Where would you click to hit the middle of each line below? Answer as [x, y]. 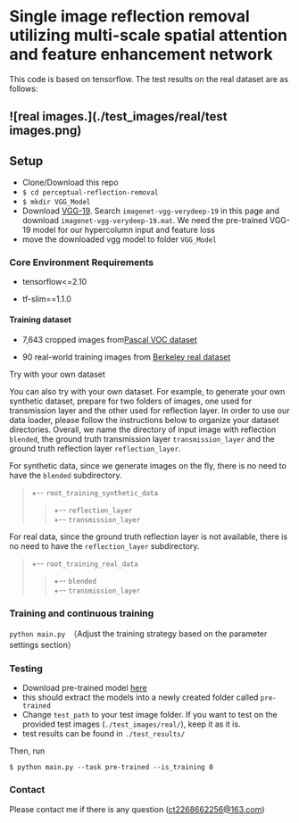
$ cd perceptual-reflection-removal [90, 193]
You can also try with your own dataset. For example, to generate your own [147, 391]
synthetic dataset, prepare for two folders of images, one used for [131, 401]
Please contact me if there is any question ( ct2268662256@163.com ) [137, 809]
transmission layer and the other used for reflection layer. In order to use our [149, 410]
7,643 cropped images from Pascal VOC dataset [110, 339]
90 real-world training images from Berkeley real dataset [126, 357]
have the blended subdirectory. [66, 475]
